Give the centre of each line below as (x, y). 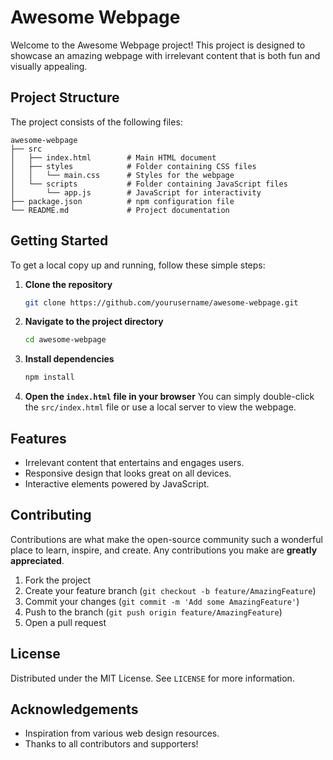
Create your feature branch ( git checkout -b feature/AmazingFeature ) (170, 590)
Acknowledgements (74, 709)
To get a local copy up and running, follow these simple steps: (138, 265)
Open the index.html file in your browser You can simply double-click (169, 397)
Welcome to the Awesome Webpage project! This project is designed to (158, 45)
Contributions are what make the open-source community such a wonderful (166, 539)
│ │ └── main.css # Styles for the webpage (122, 175)
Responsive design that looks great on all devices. (128, 473)
